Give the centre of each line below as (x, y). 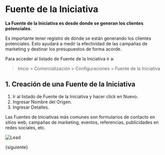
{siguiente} (17, 147)
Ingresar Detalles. (31, 107)
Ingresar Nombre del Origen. (42, 102)
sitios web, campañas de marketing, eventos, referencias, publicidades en (82, 122)
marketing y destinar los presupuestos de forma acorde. (63, 49)
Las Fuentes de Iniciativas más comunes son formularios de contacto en (80, 117)
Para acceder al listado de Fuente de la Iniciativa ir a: (60, 58)
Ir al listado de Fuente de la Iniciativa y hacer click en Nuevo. (75, 96)
